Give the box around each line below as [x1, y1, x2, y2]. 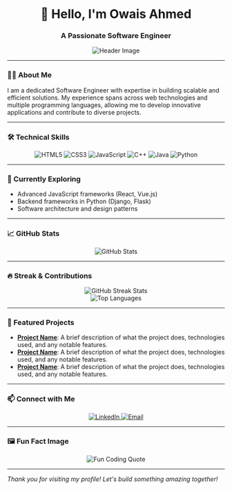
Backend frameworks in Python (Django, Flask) [17, 197, 152, 206]
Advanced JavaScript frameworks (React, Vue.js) [17, 190, 158, 198]
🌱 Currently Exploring [7, 174, 81, 184]
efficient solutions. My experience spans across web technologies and [7, 93, 209, 102]
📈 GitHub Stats [7, 229, 60, 238]
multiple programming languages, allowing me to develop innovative [7, 100, 202, 109]
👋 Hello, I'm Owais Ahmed [40, 6, 192, 22]
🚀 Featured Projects [7, 317, 75, 327]
